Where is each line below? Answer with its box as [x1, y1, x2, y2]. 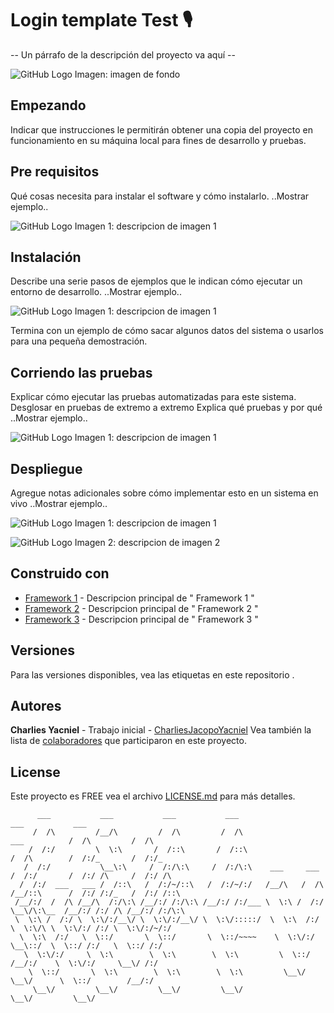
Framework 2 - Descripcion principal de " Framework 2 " [24, 602, 259, 614]
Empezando [10, 97, 87, 114]
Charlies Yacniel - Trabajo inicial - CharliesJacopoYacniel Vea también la [10, 724, 312, 736]
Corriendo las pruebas [10, 364, 153, 381]
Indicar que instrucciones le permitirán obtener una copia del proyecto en [10, 123, 314, 136]
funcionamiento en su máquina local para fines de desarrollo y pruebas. [10, 134, 307, 146]
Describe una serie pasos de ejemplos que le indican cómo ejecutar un [10, 275, 303, 287]
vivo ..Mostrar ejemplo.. [10, 498, 108, 509]
